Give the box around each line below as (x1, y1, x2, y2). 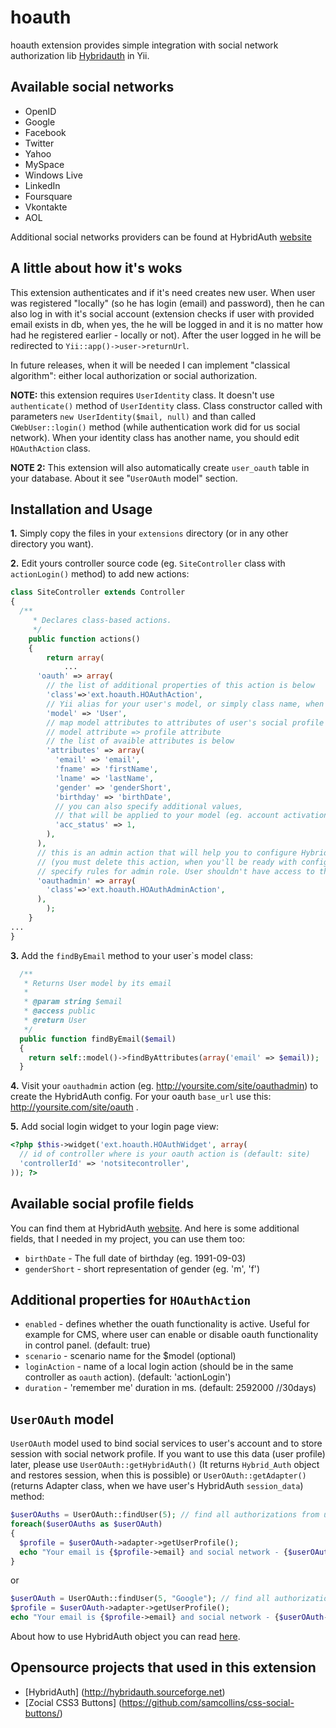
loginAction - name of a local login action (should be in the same (24, 1361, 294, 1373)
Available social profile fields (10, 1196, 195, 1213)
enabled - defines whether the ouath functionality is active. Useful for (24, 1318, 310, 1330)
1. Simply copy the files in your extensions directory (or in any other (10, 527, 289, 540)
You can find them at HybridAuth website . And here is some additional (10, 1222, 300, 1234)
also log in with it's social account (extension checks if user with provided (10, 307, 315, 320)
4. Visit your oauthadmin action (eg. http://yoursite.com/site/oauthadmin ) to (10, 1080, 319, 1092)
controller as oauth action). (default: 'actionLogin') (24, 1371, 232, 1383)
